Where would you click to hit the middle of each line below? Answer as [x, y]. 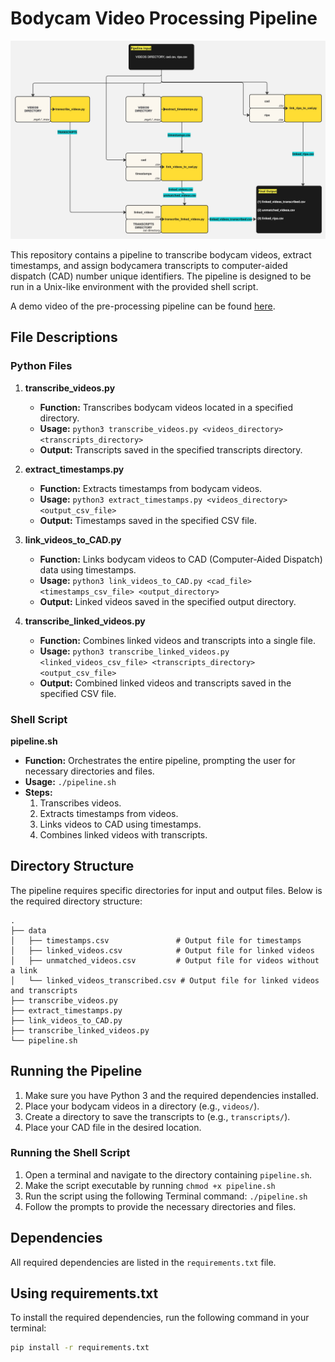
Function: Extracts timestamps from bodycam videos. [151, 488]
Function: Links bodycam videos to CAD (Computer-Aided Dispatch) [181, 559]
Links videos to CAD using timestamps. [120, 824]
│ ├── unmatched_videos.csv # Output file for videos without [165, 960]
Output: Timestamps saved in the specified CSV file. [148, 520]
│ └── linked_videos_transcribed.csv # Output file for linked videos [165, 980]
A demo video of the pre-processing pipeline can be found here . [143, 306]
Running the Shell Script [70, 1153]
